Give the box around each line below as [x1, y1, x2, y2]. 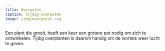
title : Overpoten [5, 7, 41, 12]
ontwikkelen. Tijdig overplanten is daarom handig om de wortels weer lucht [5, 35, 160, 41]
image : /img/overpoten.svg [5, 16, 61, 21]
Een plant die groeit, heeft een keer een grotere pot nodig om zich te [5, 30, 146, 36]
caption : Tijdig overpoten [5, 12, 61, 17]
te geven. [5, 41, 25, 47]
